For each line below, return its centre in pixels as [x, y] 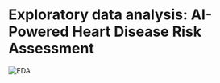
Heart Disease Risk [137, 32]
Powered [39, 32]
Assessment [51, 49]
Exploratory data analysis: [98, 15]
